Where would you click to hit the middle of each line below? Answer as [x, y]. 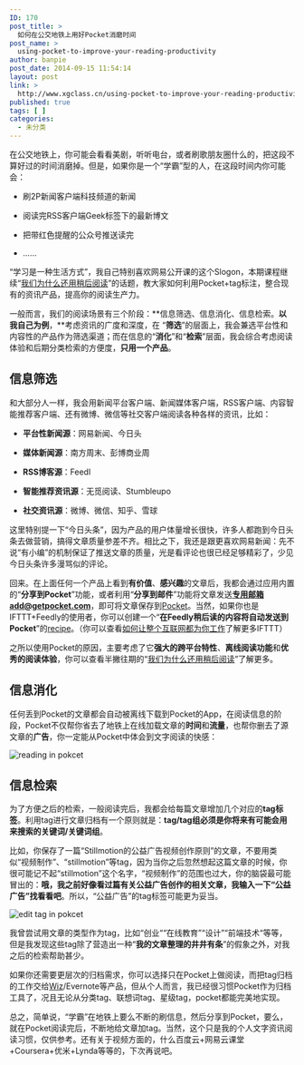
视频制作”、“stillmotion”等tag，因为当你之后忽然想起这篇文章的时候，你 [154, 862]
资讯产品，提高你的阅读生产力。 [85, 294]
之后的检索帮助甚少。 [49, 956]
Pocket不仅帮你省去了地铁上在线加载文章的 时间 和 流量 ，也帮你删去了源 [157, 725]
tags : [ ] [28, 111]
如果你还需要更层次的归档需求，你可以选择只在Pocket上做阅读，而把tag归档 [151, 975]
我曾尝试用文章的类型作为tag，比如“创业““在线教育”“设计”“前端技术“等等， [148, 933]
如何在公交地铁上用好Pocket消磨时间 [77, 34]
